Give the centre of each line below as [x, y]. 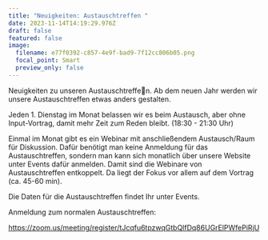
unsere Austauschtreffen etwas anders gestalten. [90, 99]
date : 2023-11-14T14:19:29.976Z [62, 23]
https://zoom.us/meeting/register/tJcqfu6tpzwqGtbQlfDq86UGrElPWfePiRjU [134, 227]
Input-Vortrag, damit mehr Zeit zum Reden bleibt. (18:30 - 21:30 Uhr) [121, 123]
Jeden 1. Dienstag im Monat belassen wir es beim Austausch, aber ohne [127, 114]
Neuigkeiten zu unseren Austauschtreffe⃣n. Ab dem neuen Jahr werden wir [133, 90]
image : [19, 46]
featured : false [35, 38]
